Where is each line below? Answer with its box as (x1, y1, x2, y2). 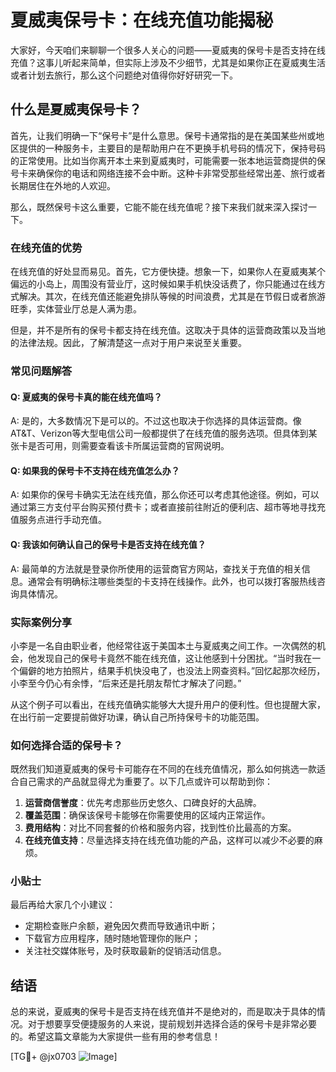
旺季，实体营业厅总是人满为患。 (10, 303, 142, 315)
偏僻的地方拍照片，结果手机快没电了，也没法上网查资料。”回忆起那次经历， (18, 664, 326, 676)
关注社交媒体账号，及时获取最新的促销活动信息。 (24, 945, 227, 957)
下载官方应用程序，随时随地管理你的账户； (24, 932, 201, 945)
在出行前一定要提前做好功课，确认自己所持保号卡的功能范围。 (10, 711, 265, 723)
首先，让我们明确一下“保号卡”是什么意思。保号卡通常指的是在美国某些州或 (10, 129, 317, 141)
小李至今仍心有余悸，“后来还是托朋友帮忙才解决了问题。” (10, 677, 242, 689)
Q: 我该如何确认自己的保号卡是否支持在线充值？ (10, 538, 207, 550)
